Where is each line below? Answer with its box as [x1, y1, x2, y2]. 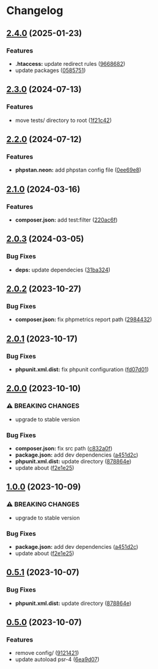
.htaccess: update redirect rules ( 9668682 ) [15, 60, 126, 67]
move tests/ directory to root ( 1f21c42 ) [15, 117, 112, 124]
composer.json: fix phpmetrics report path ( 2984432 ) [15, 316, 153, 324]
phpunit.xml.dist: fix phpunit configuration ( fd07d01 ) [15, 366, 149, 373]
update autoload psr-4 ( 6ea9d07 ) [15, 656, 99, 663]
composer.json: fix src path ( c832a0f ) [15, 444, 113, 452]
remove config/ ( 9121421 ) [15, 649, 79, 657]
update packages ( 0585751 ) [15, 67, 86, 74]
